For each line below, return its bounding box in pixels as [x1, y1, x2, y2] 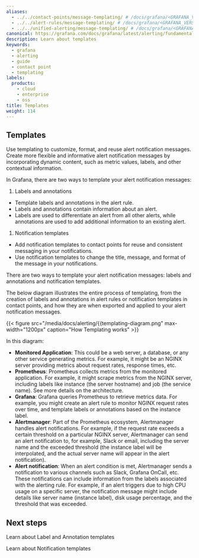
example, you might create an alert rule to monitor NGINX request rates [14, 400, 189, 407]
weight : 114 [6, 108, 36, 114]
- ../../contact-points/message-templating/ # [11, 14, 129, 20]
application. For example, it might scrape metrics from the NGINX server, [14, 375, 192, 382]
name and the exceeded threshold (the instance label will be [14, 443, 162, 451]
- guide [11, 58, 31, 64]
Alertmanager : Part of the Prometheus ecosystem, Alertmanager [14, 418, 174, 426]
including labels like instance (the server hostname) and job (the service [14, 381, 191, 388]
